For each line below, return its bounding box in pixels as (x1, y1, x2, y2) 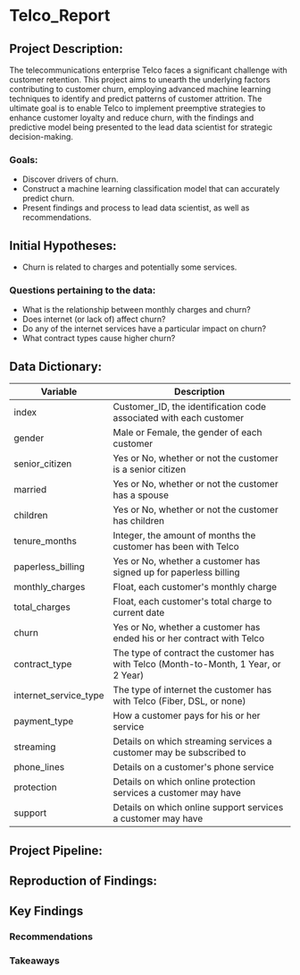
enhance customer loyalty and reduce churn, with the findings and (9, 113, 254, 123)
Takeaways (9, 954, 60, 967)
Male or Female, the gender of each (112, 426, 262, 439)
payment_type (13, 715, 74, 728)
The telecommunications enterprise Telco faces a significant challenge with (9, 64, 287, 75)
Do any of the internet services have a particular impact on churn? (21, 323, 266, 334)
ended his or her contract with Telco (112, 632, 265, 645)
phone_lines (13, 761, 65, 774)
